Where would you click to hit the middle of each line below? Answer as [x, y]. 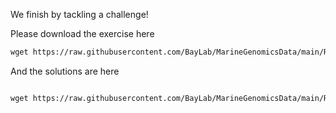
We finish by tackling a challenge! [79, 14]
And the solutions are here [65, 71]
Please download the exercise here [82, 33]
